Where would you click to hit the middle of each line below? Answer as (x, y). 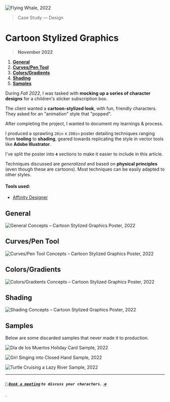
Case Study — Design (40, 17)
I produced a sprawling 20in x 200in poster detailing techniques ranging (80, 133)
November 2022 (35, 52)
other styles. (18, 174)
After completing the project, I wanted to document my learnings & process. (84, 124)
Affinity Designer (30, 197)
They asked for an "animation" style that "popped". (58, 113)
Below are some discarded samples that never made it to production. (77, 338)
